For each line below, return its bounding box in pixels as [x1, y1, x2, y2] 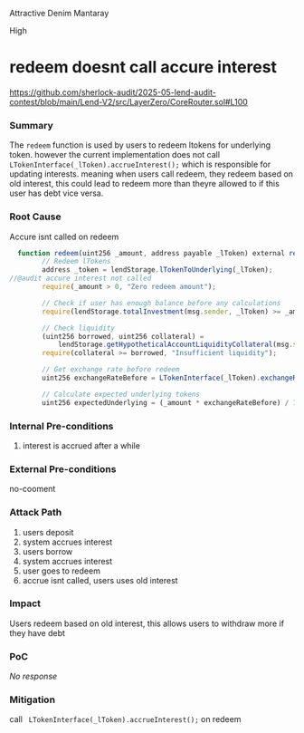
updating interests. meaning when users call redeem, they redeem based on [9, 169, 294, 179]
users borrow [22, 545, 73, 556]
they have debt [9, 627, 66, 638]
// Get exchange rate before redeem [42, 365, 180, 374]
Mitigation [9, 693, 56, 706]
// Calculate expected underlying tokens [42, 390, 201, 399]
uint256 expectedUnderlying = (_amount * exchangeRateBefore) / [42, 398, 290, 407]
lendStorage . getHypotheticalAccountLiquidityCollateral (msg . [57, 340, 294, 350]
